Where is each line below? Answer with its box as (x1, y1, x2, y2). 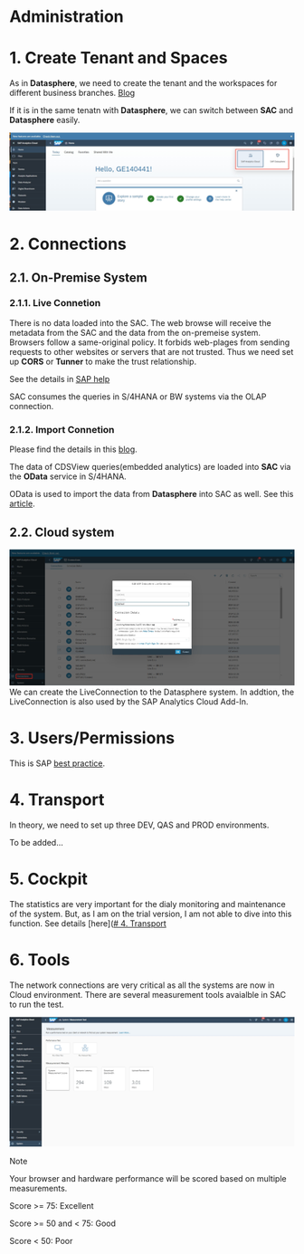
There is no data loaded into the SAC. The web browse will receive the (9, 317, 271, 328)
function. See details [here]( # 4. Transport (9, 917, 167, 929)
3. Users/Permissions (9, 728, 175, 749)
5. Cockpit (9, 868, 88, 889)
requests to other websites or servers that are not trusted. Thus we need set (9, 346, 294, 357)
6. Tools (9, 949, 71, 970)
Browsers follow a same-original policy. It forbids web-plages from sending (9, 337, 290, 348)
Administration (9, 6, 124, 27)
